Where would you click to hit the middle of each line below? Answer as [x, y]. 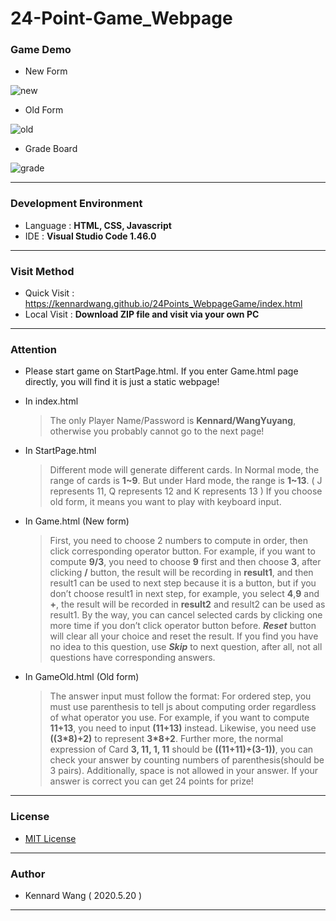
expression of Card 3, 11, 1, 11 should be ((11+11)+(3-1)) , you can [181, 749]
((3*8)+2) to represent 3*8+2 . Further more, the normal [166, 739]
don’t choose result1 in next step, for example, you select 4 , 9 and [184, 594]
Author [28, 874]
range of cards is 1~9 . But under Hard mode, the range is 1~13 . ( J [186, 481]
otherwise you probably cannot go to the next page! [157, 431]
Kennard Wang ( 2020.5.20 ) [83, 895]
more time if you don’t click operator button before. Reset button [183, 626]
